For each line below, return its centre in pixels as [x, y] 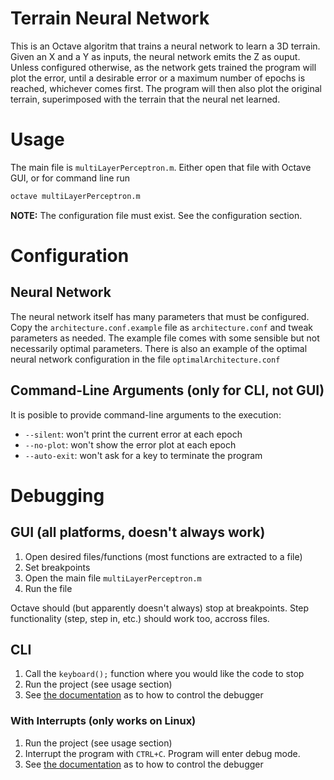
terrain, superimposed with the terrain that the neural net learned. [145, 99]
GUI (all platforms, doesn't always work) [138, 532]
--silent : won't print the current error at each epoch [133, 434]
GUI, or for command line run [70, 178]
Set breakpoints [57, 567]
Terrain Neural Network [110, 18]
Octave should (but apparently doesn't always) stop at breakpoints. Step [160, 608]
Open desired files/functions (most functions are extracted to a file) [163, 556]
